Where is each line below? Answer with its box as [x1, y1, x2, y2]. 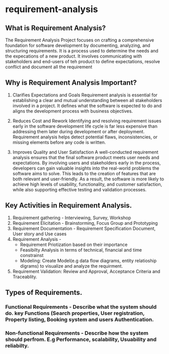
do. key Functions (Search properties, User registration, [5, 310, 145, 317]
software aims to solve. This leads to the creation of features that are [12, 170, 156, 176]
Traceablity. [12, 274, 37, 280]
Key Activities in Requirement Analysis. [5, 201, 132, 210]
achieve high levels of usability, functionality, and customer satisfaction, [12, 181, 162, 187]
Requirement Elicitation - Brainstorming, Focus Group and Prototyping [12, 220, 158, 226]
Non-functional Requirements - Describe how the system [5, 329, 149, 336]
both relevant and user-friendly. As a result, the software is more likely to [12, 176, 164, 182]
